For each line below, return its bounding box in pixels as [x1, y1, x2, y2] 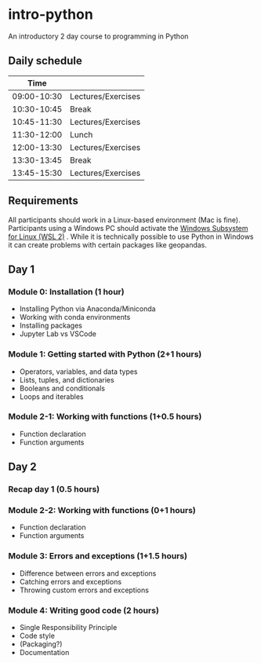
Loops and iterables [19, 391, 84, 401]
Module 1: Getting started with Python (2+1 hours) [8, 349, 202, 360]
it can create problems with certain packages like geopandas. [8, 240, 208, 249]
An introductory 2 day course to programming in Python [8, 31, 189, 41]
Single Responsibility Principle [19, 623, 118, 632]
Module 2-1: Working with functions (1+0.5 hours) [8, 411, 202, 422]
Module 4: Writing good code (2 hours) [8, 605, 159, 616]
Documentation [19, 648, 70, 658]
